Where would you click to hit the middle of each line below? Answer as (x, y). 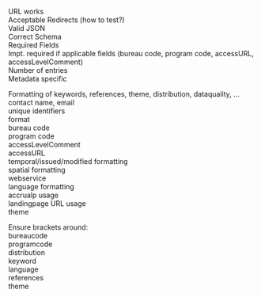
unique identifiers (37, 111)
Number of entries (38, 70)
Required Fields (34, 45)
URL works (26, 11)
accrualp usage (34, 195)
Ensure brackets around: (48, 227)
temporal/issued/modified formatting (68, 161)
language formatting (42, 187)
